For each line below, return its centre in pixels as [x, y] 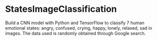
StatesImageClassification [61, 9]
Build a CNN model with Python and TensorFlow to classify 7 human [75, 23]
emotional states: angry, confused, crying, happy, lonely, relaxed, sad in [79, 28]
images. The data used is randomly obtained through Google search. [76, 33]
